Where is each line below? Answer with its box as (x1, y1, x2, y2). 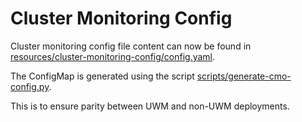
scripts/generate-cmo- (196, 70, 292, 82)
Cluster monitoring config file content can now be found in (10, 40, 252, 52)
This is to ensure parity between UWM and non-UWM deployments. (10, 100, 290, 112)
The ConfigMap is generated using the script (10, 70, 195, 82)
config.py (10, 80, 50, 92)
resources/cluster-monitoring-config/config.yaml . (10, 50, 216, 62)
